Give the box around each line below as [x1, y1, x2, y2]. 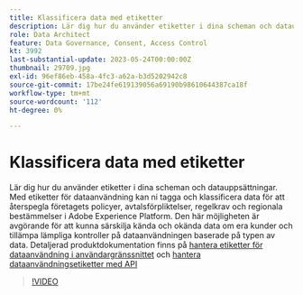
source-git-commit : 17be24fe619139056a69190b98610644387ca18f [9, 80, 248, 89]
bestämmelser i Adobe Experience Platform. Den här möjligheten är [9, 211, 260, 222]
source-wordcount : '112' [9, 97, 103, 106]
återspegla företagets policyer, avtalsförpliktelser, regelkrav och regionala [9, 201, 283, 212]
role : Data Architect [9, 30, 91, 39]
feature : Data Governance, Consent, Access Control [9, 38, 207, 48]
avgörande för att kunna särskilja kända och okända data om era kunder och [9, 220, 293, 231]
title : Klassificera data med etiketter [9, 13, 164, 23]
